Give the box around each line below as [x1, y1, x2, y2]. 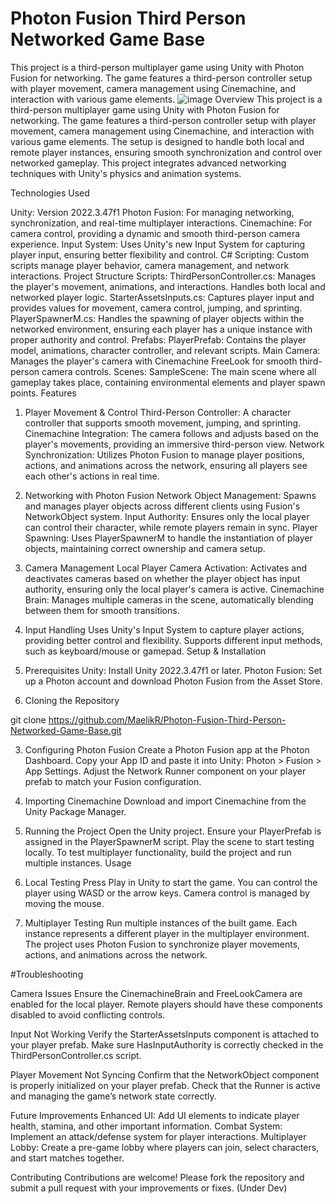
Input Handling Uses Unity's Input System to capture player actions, [24, 623, 305, 636]
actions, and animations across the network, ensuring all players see [24, 459, 308, 471]
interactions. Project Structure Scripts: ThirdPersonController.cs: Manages [10, 270, 317, 282]
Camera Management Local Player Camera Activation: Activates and [24, 562, 307, 574]
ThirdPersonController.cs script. [10, 1049, 142, 1061]
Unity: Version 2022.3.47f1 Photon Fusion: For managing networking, [10, 206, 295, 218]
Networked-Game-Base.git [10, 724, 122, 736]
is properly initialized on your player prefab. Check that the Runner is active [10, 1079, 321, 1091]
